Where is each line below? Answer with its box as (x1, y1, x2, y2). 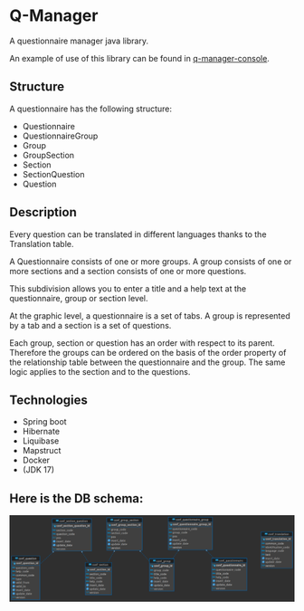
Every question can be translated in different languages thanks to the (9, 228, 267, 240)
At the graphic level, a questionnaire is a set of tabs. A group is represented (9, 310, 291, 321)
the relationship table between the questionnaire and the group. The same (9, 357, 286, 368)
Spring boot (22, 416, 67, 427)
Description (9, 205, 77, 220)
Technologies (9, 392, 89, 407)
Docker (22, 454, 51, 466)
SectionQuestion (22, 168, 85, 179)
